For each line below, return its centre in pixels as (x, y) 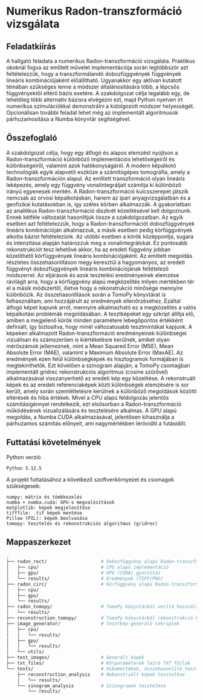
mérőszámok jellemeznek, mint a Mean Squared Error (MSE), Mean (90, 346)
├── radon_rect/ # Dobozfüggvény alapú (82, 562)
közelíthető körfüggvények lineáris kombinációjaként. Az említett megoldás (99, 255)
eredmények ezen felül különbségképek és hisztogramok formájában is (95, 358)
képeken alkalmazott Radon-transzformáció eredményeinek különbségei (97, 333)
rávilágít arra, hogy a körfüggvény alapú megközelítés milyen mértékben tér (100, 281)
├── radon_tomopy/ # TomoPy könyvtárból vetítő (90, 607)
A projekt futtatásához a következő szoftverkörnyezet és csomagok (90, 479)
